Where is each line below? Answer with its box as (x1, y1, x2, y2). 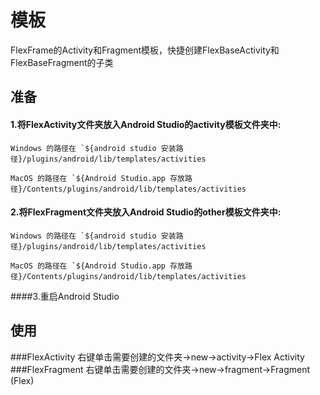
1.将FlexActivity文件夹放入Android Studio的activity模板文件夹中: (10, 118, 282, 130)
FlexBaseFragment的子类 (10, 56, 114, 68)
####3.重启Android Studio (10, 290, 120, 302)
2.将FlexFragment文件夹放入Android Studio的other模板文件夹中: (10, 206, 282, 218)
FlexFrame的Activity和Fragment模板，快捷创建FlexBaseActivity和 (10, 44, 280, 56)
